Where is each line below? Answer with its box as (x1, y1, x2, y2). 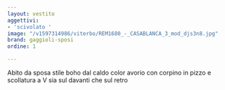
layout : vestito (7, 10, 55, 18)
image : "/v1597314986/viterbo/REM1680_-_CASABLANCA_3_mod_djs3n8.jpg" (7, 30, 219, 37)
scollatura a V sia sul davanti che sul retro (7, 76, 128, 84)
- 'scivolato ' (7, 23, 52, 30)
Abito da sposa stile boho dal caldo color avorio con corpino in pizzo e (7, 68, 212, 77)
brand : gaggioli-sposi (7, 37, 74, 44)
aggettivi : (7, 17, 39, 24)
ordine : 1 (7, 43, 37, 50)
